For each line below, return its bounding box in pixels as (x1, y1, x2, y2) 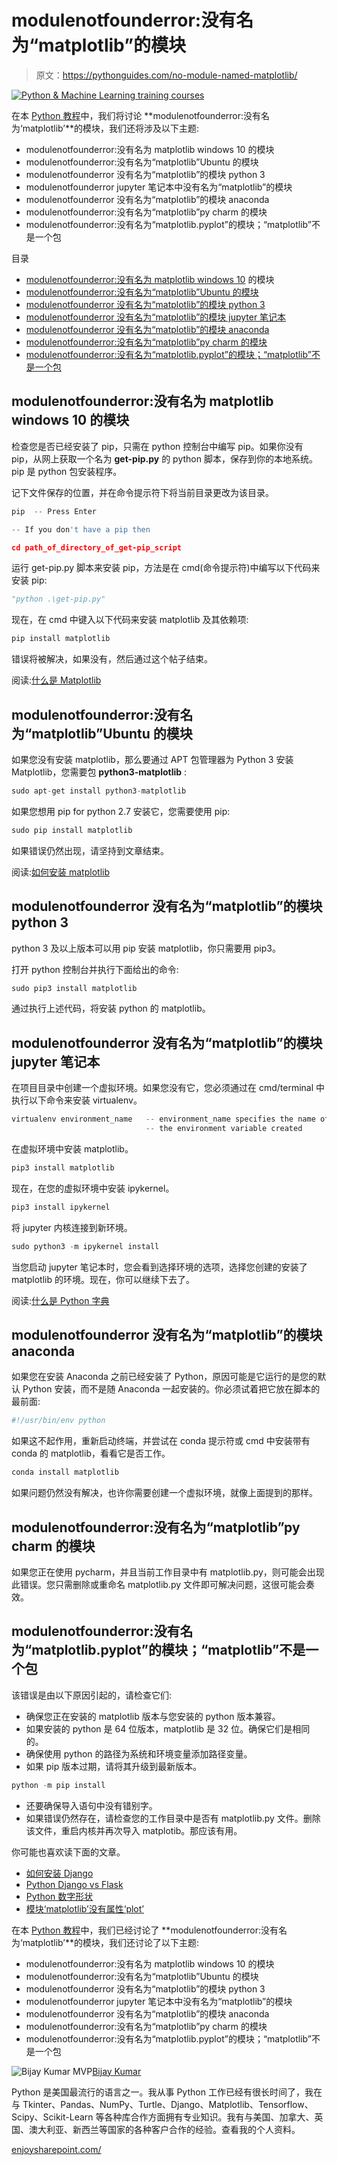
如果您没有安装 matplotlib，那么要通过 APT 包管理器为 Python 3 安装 (11, 753, 294, 765)
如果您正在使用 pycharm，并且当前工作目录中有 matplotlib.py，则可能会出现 (11, 1566, 325, 1578)
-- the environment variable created (145, 1124, 303, 1134)
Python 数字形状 (25, 1890, 94, 1902)
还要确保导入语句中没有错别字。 (25, 1799, 158, 1811)
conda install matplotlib (11, 1467, 119, 1478)
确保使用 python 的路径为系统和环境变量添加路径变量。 (25, 1747, 253, 1760)
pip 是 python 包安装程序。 (11, 465, 123, 477)
